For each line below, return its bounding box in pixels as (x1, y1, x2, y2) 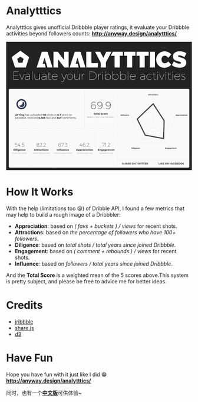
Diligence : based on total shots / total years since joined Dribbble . (14, 241, 176, 249)
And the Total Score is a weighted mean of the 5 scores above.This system (6, 272, 189, 279)
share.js (14, 324, 34, 331)
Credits (6, 298, 43, 312)
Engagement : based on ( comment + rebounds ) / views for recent (14, 247, 177, 254)
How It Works (6, 185, 74, 198)
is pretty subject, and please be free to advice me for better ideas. (6, 277, 167, 285)
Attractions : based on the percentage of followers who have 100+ (14, 228, 176, 236)
